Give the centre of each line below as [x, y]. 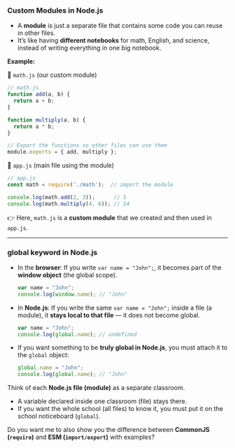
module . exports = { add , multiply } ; [62, 152]
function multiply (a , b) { [47, 120]
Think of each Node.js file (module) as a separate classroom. [96, 388]
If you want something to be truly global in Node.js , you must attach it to [122, 347]
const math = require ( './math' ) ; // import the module [90, 185]
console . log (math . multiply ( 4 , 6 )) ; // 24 [69, 204]
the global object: [43, 355]
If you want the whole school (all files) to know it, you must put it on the [120, 409]
